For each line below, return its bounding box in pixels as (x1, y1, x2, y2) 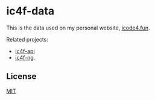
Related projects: (6, 36, 48, 43)
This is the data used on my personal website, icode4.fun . (6, 24, 150, 31)
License (6, 71, 37, 82)
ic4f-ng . (14, 54, 36, 61)
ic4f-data (6, 4, 55, 18)
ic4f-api (14, 47, 35, 55)
